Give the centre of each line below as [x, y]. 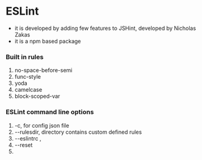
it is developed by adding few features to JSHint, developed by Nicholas [105, 28]
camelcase [28, 90]
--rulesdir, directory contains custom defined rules [78, 132]
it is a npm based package [48, 41]
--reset [23, 145]
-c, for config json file [42, 125]
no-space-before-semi [43, 70]
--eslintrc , [28, 138]
